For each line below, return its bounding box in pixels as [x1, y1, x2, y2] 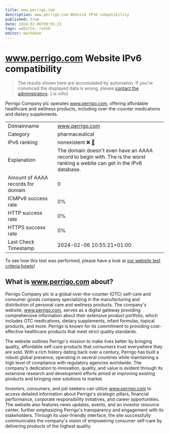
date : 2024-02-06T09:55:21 [5, 21, 62, 27]
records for [8, 180, 34, 187]
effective [5, 328, 24, 334]
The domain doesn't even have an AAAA [57, 147, 153, 154]
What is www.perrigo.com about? [5, 278, 114, 286]
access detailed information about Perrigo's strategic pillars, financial [5, 391, 149, 397]
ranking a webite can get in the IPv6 [57, 159, 142, 166]
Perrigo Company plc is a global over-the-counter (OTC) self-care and [5, 291, 151, 297]
